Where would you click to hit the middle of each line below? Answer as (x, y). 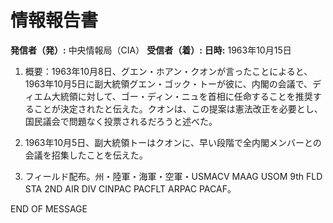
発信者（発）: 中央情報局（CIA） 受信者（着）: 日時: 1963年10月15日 (151, 50)
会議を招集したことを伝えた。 (86, 155)
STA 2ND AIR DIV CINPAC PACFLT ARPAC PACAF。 (130, 188)
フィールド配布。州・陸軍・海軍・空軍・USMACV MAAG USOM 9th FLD (173, 176)
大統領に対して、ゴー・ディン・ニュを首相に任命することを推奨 (182, 96)
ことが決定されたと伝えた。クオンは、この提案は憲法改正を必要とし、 (178, 108)
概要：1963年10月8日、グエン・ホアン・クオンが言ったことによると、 (168, 71)
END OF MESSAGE (49, 208)
